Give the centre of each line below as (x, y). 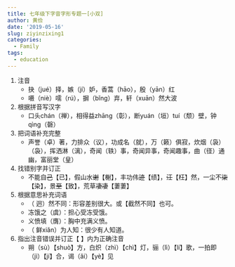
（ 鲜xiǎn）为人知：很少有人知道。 (78, 230)
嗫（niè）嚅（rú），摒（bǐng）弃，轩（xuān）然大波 (102, 98)
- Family (26, 46)
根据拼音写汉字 (39, 107)
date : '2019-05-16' (36, 27)
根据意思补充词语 (42, 195)
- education (31, 60)
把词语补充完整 (39, 133)
